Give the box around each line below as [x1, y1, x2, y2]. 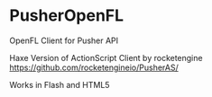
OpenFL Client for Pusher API [9, 35, 119, 46]
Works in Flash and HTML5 [9, 79, 110, 90]
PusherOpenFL [9, 5, 124, 26]
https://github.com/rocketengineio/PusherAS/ [9, 62, 179, 73]
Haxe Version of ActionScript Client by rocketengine [9, 52, 203, 63]
